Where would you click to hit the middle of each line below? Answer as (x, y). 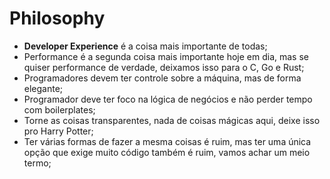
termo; (37, 163)
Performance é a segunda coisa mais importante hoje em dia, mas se (166, 56)
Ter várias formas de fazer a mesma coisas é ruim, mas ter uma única (167, 141)
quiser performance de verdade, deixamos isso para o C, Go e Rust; (164, 67)
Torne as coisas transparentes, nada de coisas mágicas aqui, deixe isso (172, 120)
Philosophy (57, 18)
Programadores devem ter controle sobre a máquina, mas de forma (162, 78)
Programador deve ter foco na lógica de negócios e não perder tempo (168, 99)
